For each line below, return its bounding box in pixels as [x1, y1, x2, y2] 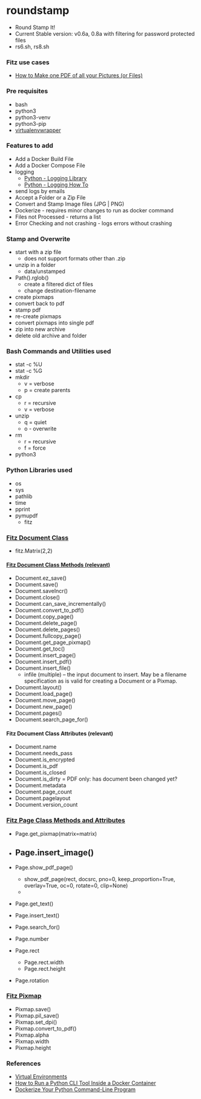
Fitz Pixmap [6, 992, 42, 1000]
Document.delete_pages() [15, 626, 81, 633]
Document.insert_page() [15, 652, 76, 659]
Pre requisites [6, 87, 48, 96]
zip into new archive [15, 326, 65, 333]
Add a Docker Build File [15, 155, 74, 162]
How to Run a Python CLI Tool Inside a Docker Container [15, 1080, 156, 1087]
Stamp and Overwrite [6, 234, 71, 243]
